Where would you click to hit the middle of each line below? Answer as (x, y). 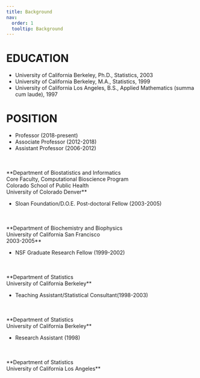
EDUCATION (38, 58)
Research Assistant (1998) (48, 338)
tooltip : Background (37, 29)
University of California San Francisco (53, 235)
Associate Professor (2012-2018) (56, 142)
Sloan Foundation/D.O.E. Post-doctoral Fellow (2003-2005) (88, 204)
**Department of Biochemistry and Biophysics (64, 228)
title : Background (29, 12)
